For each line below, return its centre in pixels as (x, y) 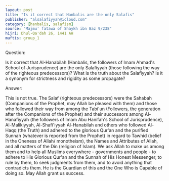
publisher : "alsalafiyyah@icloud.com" (46, 19)
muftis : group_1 (22, 38)
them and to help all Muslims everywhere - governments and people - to (81, 152)
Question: (15, 52)
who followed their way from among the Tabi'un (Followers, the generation (83, 109)
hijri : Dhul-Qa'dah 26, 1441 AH (39, 33)
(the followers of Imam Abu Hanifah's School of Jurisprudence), (97, 119)
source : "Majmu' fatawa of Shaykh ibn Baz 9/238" (59, 29)
